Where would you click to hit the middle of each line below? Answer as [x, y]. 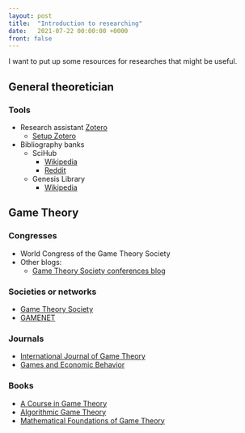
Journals [26, 338]
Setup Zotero [54, 136]
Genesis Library [59, 179]
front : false [30, 38]
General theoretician [61, 87]
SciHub [44, 153]
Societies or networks [53, 292]
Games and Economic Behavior [72, 365]
